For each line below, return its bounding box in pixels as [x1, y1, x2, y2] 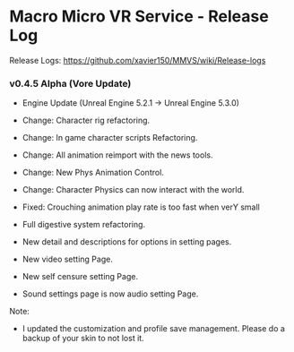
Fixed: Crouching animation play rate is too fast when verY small [22, 202, 260, 212]
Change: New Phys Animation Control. [22, 167, 164, 178]
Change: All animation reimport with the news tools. [22, 150, 213, 160]
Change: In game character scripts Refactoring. [22, 133, 198, 143]
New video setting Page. [22, 253, 114, 265]
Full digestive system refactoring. [22, 219, 146, 230]
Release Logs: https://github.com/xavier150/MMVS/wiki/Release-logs [9, 55, 266, 65]
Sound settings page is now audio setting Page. [22, 288, 199, 299]
